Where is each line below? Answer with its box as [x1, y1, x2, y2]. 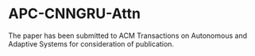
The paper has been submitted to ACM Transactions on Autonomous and [8, 31, 248, 40]
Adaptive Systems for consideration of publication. [8, 39, 175, 48]
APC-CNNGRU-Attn [8, 5, 141, 23]
